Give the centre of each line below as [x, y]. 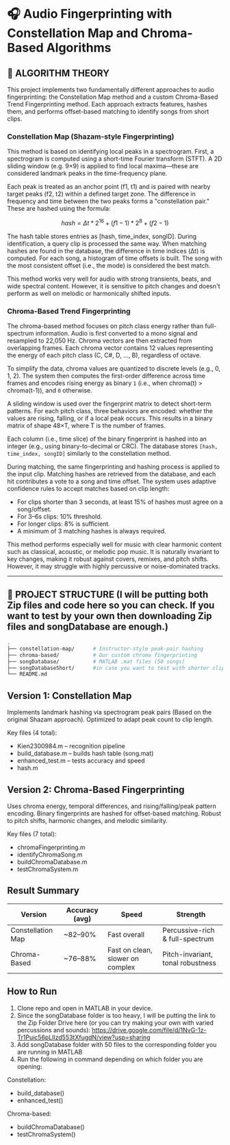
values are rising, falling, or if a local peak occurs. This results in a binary [110, 418]
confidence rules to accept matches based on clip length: [88, 489]
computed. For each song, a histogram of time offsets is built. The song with [115, 258]
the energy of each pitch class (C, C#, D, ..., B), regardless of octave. [104, 356]
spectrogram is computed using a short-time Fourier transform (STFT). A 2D [115, 159]
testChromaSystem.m [48, 869]
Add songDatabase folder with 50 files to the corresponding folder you [117, 1044]
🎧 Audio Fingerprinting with [90, 14]
